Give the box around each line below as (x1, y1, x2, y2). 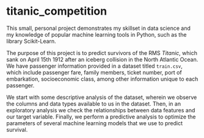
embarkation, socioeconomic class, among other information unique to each (6, 75, 199, 82)
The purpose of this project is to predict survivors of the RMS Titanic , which (6, 49, 197, 56)
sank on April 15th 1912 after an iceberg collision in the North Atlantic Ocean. (6, 56, 199, 63)
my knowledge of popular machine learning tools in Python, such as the (6, 31, 187, 38)
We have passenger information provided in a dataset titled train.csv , (6, 62, 183, 70)
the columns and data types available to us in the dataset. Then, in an (6, 100, 181, 107)
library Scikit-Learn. (6, 37, 56, 45)
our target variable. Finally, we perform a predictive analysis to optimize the (6, 113, 196, 120)
